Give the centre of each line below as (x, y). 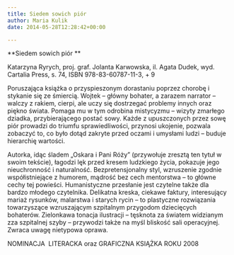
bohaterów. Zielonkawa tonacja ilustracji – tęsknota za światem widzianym (116, 215)
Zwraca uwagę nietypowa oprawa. (58, 230)
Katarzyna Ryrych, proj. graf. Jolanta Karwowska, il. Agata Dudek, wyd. (111, 67)
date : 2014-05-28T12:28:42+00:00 (57, 27)
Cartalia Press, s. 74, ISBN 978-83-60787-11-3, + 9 (81, 74)
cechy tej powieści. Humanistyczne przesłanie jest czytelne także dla (108, 185)
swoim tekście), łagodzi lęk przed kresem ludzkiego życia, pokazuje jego (113, 162)
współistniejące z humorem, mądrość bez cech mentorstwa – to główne (112, 177)
